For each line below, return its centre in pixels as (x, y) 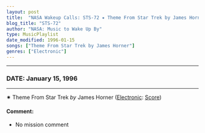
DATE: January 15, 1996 (42, 78)
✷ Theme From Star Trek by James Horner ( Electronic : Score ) (84, 97)
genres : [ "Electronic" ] (37, 52)
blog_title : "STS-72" (34, 23)
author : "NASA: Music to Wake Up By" (54, 29)
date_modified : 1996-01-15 (41, 40)
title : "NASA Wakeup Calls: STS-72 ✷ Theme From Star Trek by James (97, 18)
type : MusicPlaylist (33, 35)
